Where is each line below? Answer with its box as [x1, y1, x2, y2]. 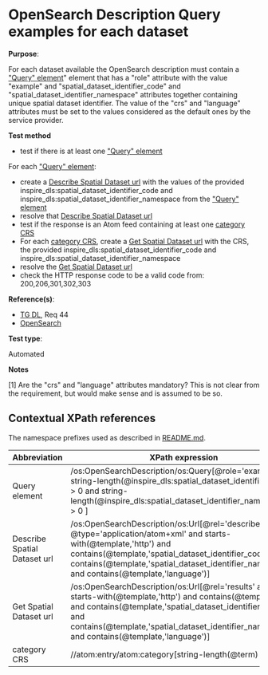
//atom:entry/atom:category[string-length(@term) [70, 649, 259, 660]
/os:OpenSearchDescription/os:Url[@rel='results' [70, 581, 255, 592]
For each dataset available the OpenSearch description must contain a [8, 64, 239, 73]
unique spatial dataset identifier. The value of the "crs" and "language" [8, 98, 241, 108]
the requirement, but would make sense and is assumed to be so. [8, 389, 223, 398]
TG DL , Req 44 [19, 310, 69, 319]
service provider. [8, 115, 64, 124]
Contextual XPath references [8, 412, 156, 425]
